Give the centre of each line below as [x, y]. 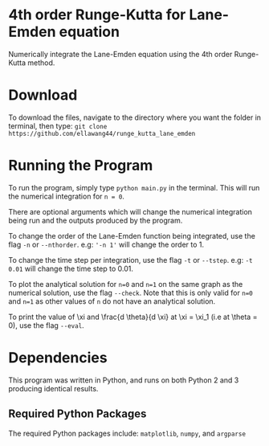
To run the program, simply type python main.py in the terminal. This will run [134, 187]
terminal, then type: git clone [58, 125]
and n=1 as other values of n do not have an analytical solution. [112, 301]
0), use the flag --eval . [46, 325]
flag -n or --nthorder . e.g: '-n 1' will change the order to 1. [106, 244]
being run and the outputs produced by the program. [96, 220]
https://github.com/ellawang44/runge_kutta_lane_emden [102, 133]
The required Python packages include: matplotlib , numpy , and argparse [127, 433]
